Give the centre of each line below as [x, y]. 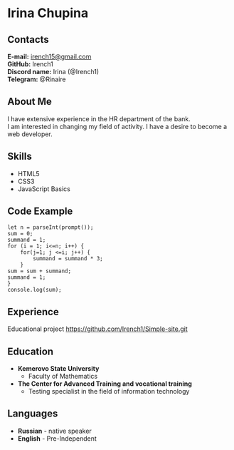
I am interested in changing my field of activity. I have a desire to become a [117, 126]
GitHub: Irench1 [30, 64]
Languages [33, 414]
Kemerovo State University [58, 369]
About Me [30, 102]
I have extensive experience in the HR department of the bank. [99, 118]
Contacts [28, 40]
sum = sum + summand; [39, 271]
